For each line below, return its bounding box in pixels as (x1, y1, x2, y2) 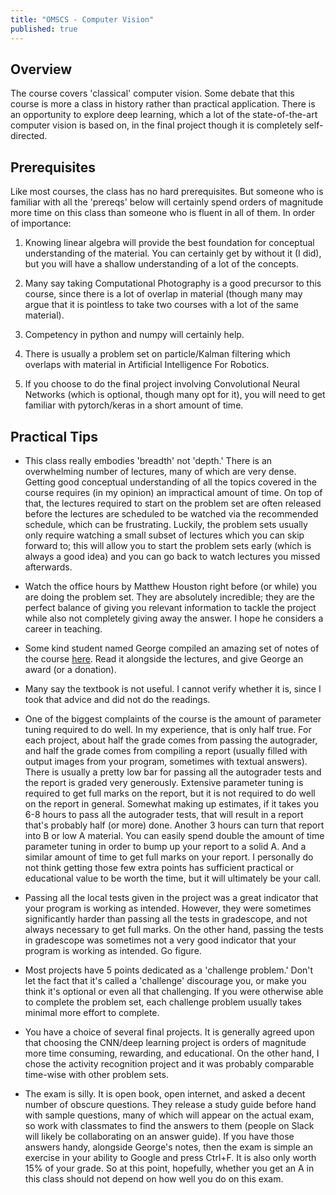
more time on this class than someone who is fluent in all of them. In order (10, 207, 316, 219)
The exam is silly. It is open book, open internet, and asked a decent (24, 1087, 306, 1100)
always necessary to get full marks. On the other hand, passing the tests (24, 923, 324, 935)
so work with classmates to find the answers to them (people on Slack (24, 1119, 315, 1131)
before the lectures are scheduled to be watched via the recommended (24, 507, 319, 520)
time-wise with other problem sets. (24, 1068, 169, 1080)
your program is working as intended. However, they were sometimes (24, 902, 312, 914)
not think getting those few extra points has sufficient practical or (24, 861, 295, 873)
